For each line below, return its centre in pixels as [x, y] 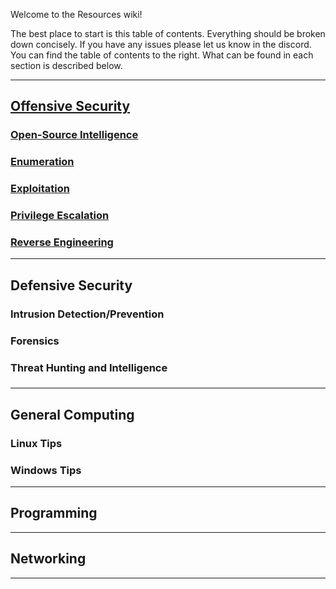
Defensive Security [71, 285]
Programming [54, 513]
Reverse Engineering [62, 242]
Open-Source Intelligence [74, 135]
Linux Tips [36, 443]
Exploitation [40, 189]
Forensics [35, 341]
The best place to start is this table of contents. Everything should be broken [168, 33]
